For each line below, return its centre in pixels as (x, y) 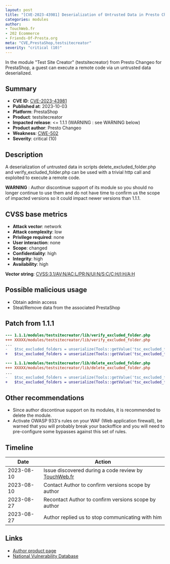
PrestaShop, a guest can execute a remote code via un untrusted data (78, 67)
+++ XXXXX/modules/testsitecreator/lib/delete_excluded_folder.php (78, 368)
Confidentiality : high (34, 254)
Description (24, 154)
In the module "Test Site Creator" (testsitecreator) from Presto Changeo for (83, 62)
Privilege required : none (38, 237)
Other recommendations (45, 398)
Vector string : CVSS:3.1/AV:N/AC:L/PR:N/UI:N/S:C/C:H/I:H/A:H (70, 274)
